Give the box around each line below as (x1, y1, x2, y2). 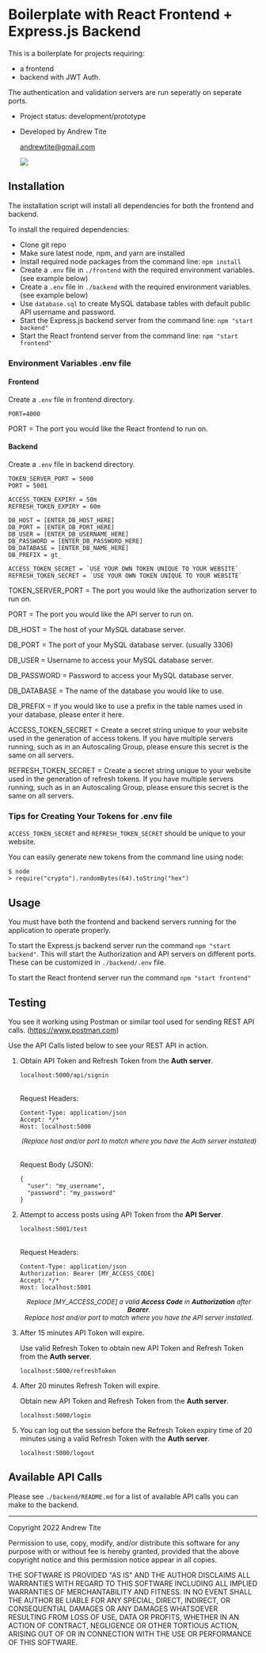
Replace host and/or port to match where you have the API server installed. (25, 1314, 253, 1322)
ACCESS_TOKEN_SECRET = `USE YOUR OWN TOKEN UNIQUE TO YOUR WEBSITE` (8, 565, 239, 573)
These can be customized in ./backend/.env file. (8, 957, 166, 967)
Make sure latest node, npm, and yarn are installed (19, 248, 185, 258)
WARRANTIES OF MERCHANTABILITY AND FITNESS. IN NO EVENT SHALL (8, 1587, 253, 1596)
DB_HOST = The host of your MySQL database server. (8, 625, 186, 635)
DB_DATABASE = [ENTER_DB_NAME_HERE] (8, 544, 129, 552)
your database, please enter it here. (8, 710, 124, 719)
